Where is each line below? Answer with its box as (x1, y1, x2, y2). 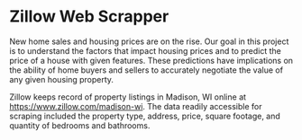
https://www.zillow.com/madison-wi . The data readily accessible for (9, 101, 262, 111)
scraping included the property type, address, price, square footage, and (9, 110, 281, 121)
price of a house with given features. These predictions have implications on (9, 55, 294, 66)
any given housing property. (9, 74, 114, 84)
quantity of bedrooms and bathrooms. (9, 119, 151, 131)
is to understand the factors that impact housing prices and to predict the (9, 45, 281, 56)
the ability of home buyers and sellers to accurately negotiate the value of (9, 65, 284, 75)
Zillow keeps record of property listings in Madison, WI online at (9, 92, 246, 102)
